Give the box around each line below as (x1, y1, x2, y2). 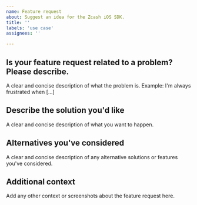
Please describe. (6, 66, 69, 76)
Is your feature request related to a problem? (6, 57, 173, 68)
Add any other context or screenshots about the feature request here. (6, 192, 175, 200)
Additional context (6, 177, 75, 187)
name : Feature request (6, 8, 62, 15)
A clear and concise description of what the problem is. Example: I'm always (6, 82, 191, 89)
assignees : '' (6, 31, 41, 36)
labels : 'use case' (6, 25, 54, 31)
